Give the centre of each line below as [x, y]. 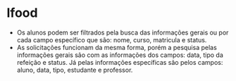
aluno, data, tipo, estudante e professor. [75, 70]
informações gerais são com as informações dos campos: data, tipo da [120, 55]
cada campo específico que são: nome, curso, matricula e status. [112, 39]
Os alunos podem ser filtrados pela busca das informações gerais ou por [123, 32]
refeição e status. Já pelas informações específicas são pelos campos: [120, 62]
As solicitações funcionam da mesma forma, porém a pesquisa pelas [117, 47]
